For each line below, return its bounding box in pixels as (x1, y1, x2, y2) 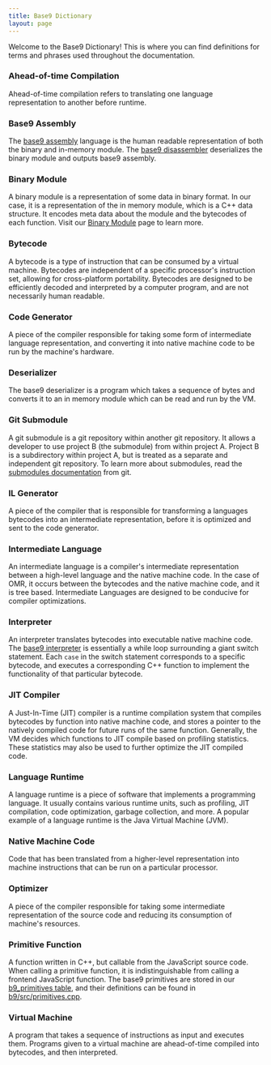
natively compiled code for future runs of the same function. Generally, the (8, 725, 257, 734)
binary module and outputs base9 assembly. (8, 153, 157, 163)
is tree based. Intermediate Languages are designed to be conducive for (8, 588, 249, 597)
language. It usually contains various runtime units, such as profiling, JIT (8, 798, 250, 808)
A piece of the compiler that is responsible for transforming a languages (8, 506, 248, 515)
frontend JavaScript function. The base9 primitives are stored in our (8, 974, 235, 984)
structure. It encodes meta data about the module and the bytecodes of (8, 209, 247, 219)
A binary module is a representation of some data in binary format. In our (8, 192, 252, 202)
